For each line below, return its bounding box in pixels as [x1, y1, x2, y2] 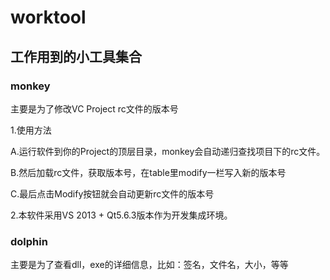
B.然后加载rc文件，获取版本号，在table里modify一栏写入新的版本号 [10, 166, 287, 178]
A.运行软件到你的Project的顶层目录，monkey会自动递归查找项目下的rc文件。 [10, 145, 326, 157]
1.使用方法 [10, 124, 52, 136]
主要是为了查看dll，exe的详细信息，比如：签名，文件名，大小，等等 [10, 259, 289, 271]
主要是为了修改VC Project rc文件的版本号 [10, 102, 179, 115]
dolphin [10, 234, 48, 248]
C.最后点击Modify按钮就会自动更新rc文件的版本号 [10, 187, 215, 200]
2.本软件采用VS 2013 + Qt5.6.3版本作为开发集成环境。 [10, 209, 233, 221]
